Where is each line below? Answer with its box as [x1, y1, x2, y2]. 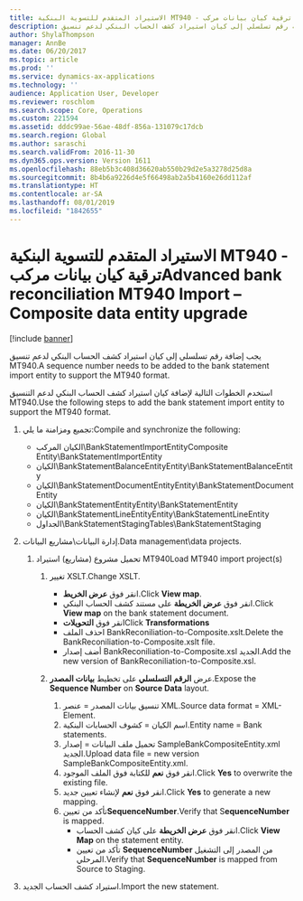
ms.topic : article [9, 55, 78, 64]
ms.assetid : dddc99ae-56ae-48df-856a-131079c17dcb [9, 123, 204, 132]
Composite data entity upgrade [9, 303, 248, 324]
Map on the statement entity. [76, 834, 184, 845]
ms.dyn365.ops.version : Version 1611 [9, 155, 151, 165]
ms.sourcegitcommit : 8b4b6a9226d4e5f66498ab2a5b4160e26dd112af [9, 173, 252, 182]
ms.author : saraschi [9, 139, 87, 148]
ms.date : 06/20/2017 [9, 47, 87, 56]
